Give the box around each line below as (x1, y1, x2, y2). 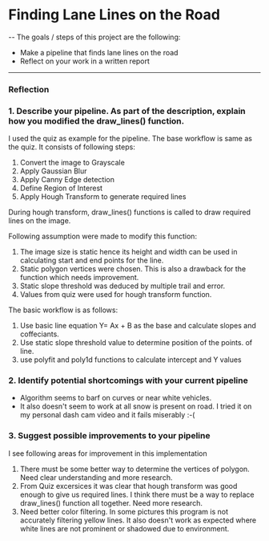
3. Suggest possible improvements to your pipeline (8, 430, 211, 441)
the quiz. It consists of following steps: (8, 142, 136, 152)
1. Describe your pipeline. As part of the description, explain (8, 105, 246, 116)
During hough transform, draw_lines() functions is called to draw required (8, 207, 251, 218)
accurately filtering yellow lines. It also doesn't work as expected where (19, 515, 257, 525)
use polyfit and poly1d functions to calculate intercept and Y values (19, 355, 242, 364)
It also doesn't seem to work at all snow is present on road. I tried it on (19, 401, 252, 411)
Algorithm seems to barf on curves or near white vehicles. (19, 393, 212, 403)
